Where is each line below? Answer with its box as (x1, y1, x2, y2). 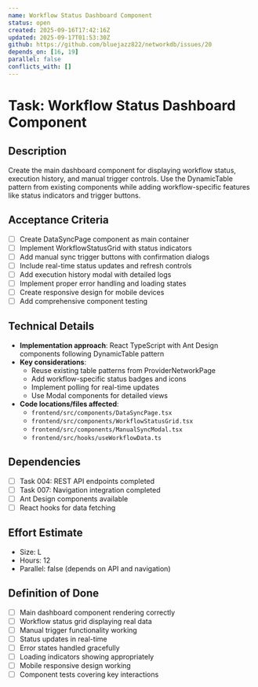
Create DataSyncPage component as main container (19, 234, 190, 244)
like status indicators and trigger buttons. (8, 190, 141, 200)
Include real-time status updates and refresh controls (19, 260, 192, 270)
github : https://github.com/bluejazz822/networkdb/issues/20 (8, 41, 213, 49)
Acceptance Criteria (8, 213, 109, 227)
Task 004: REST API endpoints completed (19, 476, 155, 486)
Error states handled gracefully (19, 643, 120, 652)
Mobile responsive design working (19, 660, 131, 670)
